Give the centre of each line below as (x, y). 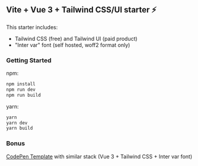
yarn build (20, 128)
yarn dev (17, 123)
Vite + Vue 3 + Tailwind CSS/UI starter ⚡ (82, 10)
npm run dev (21, 90)
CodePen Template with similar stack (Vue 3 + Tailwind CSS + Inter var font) (99, 157)
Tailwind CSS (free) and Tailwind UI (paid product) (76, 39)
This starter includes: (32, 27)
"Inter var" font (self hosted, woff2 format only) (72, 45)
